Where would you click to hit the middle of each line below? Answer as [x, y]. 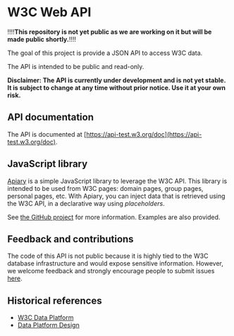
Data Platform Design [48, 325]
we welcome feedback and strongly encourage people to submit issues [111, 271]
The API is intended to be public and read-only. [76, 66]
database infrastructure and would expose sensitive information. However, [115, 263]
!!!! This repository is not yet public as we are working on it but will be [110, 32]
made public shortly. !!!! [42, 39]
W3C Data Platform [45, 318]
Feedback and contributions [70, 239]
